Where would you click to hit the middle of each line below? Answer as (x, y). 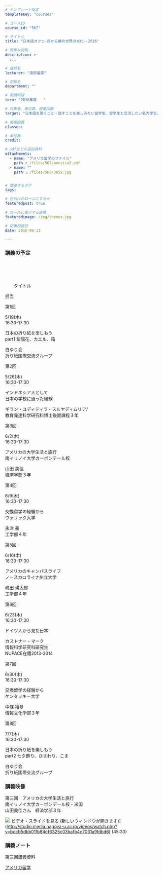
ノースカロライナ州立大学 (31, 577)
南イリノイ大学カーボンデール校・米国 (44, 804)
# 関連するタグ (18, 186)
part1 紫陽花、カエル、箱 (30, 339)
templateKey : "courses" (30, 14)
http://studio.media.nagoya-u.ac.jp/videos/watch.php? (62, 826)
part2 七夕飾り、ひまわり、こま (37, 756)
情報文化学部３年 (22, 713)
